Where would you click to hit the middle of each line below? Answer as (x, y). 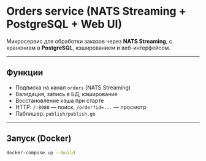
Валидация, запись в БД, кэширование (66, 94)
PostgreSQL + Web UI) (64, 24)
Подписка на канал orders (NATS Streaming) (73, 88)
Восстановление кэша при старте (59, 100)
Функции (25, 73)
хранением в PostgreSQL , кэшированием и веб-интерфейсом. (88, 48)
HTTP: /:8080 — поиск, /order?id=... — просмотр (81, 107)
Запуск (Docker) (39, 139)
